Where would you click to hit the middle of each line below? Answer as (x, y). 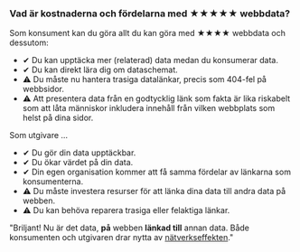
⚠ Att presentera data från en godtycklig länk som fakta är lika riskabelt (156, 98)
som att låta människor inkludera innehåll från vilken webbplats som (149, 108)
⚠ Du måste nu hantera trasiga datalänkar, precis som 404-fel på (144, 79)
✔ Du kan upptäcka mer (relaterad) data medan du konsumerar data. (150, 61)
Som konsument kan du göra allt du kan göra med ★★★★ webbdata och (148, 33)
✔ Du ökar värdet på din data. (78, 163)
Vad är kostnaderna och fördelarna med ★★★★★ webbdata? (150, 14)
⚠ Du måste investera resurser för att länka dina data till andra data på (154, 191)
